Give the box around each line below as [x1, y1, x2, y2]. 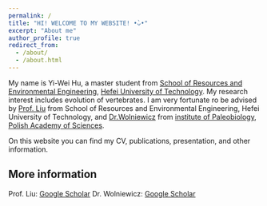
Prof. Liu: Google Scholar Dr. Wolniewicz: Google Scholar [8, 188, 196, 198]
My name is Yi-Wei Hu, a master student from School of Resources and [8, 77, 243, 88]
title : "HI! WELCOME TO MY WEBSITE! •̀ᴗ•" [8, 19, 149, 27]
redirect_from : [8, 42, 59, 50]
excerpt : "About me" [8, 26, 78, 34]
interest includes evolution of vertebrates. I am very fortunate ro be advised [8, 95, 257, 105]
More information [8, 168, 98, 181]
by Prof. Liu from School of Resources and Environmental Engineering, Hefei [8, 103, 260, 113]
